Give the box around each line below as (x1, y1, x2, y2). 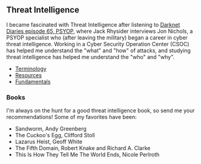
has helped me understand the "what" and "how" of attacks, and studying (6, 47, 191, 54)
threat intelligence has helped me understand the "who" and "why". (6, 53, 175, 60)
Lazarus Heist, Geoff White (15, 138, 83, 145)
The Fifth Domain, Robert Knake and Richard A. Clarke (15, 145, 151, 152)
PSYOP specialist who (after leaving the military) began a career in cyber (6, 33, 188, 41)
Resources (15, 71, 42, 78)
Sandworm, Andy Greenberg (15, 125, 87, 132)
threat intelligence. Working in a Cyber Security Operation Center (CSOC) (6, 40, 189, 47)
